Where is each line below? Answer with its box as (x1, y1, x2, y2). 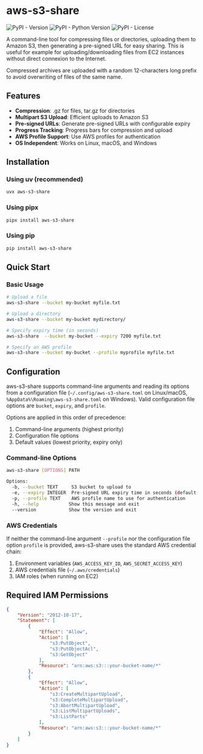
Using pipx (6, 203, 39, 212)
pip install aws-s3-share (6, 245, 72, 251)
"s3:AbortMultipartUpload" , (49, 702, 121, 708)
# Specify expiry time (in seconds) (6, 327, 99, 333)
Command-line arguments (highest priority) (15, 426, 124, 433)
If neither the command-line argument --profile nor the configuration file (6, 534, 191, 542)
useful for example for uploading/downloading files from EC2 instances (6, 48, 185, 55)
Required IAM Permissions (6, 590, 109, 601)
